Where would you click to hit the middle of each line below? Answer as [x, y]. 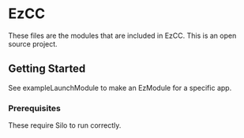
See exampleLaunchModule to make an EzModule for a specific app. [120, 88]
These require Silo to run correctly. [65, 125]
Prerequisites [34, 108]
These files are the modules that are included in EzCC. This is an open [122, 35]
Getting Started [47, 69]
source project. [33, 43]
